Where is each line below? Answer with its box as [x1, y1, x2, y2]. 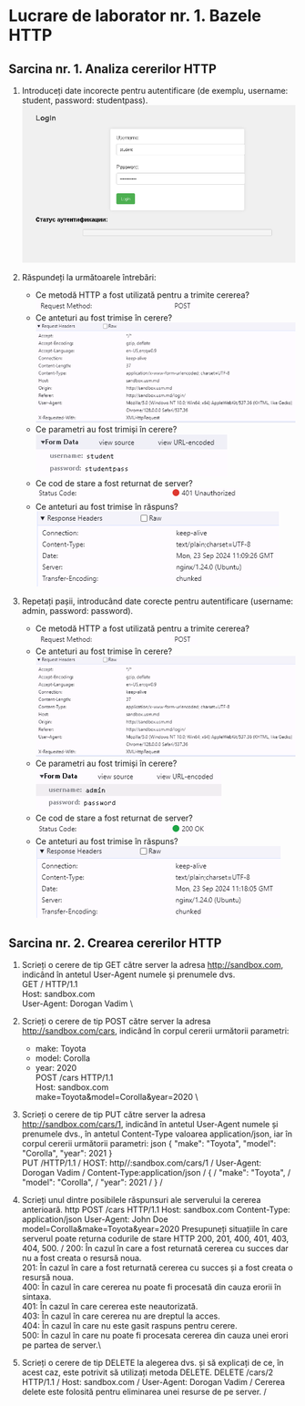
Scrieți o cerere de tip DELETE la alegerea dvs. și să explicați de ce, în [21, 1358, 284, 1369]
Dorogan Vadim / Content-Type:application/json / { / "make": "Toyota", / [21, 1167, 291, 1178]
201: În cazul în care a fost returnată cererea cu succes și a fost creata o [21, 1262, 293, 1273]
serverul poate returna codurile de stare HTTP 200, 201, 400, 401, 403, [21, 1233, 290, 1244]
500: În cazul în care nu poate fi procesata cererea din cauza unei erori [21, 1330, 289, 1341]
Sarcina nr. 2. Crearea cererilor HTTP [8, 935, 222, 951]
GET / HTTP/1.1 [21, 979, 78, 990]
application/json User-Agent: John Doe [21, 1214, 169, 1225]
